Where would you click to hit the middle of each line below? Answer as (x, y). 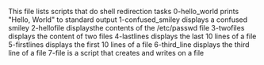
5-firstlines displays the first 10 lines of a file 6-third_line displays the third (129, 45)
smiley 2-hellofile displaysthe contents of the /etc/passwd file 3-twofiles (126, 28)
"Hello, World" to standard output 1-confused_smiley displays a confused (128, 20)
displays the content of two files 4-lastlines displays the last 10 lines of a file (132, 36)
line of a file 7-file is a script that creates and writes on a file (106, 53)
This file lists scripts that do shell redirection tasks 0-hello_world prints (124, 11)
